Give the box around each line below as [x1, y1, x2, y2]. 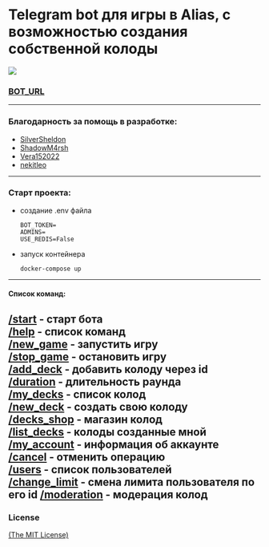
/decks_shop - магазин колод [8, 412, 163, 426]
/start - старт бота [8, 312, 103, 326]
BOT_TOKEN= [19, 221, 57, 229]
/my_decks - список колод [8, 387, 147, 401]
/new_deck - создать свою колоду [8, 399, 188, 414]
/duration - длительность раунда [8, 375, 182, 388]
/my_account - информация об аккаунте [8, 437, 219, 451]
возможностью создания [8, 22, 188, 41]
